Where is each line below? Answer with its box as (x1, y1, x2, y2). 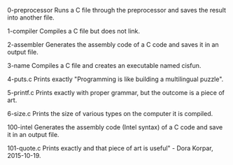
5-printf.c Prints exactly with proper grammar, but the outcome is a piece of (7, 89, 225, 96)
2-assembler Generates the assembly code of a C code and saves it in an (7, 41, 219, 48)
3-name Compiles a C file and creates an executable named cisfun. (7, 62, 202, 69)
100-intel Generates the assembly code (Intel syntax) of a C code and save (7, 123, 223, 131)
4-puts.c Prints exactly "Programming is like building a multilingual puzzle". (7, 75, 224, 83)
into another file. (7, 13, 55, 22)
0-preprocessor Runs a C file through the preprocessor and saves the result (7, 6, 226, 14)
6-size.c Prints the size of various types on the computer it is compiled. (7, 110, 213, 117)
